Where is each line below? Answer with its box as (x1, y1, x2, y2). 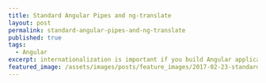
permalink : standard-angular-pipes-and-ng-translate (8, 26, 186, 34)
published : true (8, 33, 62, 42)
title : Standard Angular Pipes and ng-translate (8, 11, 172, 20)
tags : (8, 41, 26, 49)
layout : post (8, 19, 51, 27)
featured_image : (8, 63, 62, 71)
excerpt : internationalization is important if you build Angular (8, 56, 232, 64)
